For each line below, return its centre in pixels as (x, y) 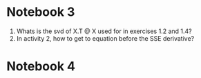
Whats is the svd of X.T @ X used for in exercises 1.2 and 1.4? (104, 31)
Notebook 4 (41, 67)
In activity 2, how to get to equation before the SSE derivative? (105, 38)
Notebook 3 (41, 12)
